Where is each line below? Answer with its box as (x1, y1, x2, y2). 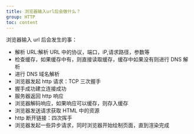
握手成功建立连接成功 (14, 85, 66, 92)
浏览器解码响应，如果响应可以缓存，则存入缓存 (14, 100, 128, 107)
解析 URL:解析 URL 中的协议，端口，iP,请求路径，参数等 (14, 49, 150, 56)
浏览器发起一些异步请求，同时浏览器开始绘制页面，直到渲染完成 (14, 122, 169, 129)
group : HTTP (6, 14, 35, 20)
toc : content (6, 19, 38, 25)
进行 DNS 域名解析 (14, 71, 60, 78)
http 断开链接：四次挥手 (14, 115, 72, 122)
